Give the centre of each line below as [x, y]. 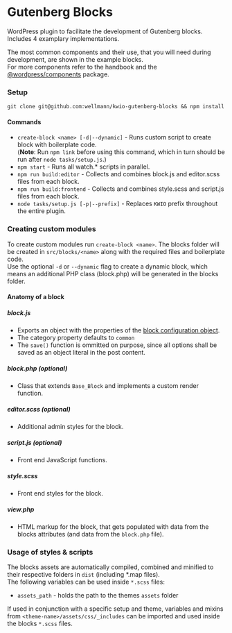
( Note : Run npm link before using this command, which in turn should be [121, 152]
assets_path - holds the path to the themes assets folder [98, 596]
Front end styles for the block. [60, 493]
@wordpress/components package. [58, 74]
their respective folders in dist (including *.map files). [84, 575]
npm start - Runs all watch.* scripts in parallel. [83, 167]
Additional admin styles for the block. [70, 427]
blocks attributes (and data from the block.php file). [90, 534]
